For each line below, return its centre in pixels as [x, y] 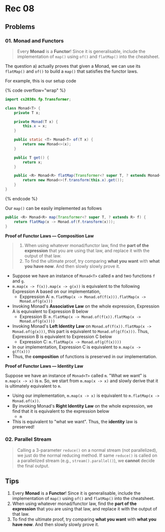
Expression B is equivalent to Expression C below [62, 336]
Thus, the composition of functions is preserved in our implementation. [84, 356]
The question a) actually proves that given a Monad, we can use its [73, 66]
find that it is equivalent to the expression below [61, 411]
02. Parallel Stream [28, 439]
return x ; [33, 162]
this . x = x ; [35, 126]
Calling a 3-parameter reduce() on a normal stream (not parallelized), [87, 450]
